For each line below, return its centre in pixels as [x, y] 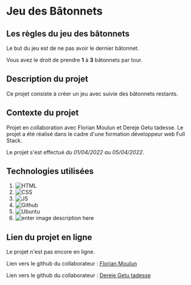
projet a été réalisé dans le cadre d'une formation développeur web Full [96, 134]
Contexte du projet [43, 113]
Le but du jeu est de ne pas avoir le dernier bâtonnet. [73, 48]
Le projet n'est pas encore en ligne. [51, 252]
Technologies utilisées [50, 171]
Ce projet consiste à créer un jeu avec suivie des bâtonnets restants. [92, 94]
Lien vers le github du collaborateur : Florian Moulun [72, 264]
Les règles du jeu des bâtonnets [68, 34]
